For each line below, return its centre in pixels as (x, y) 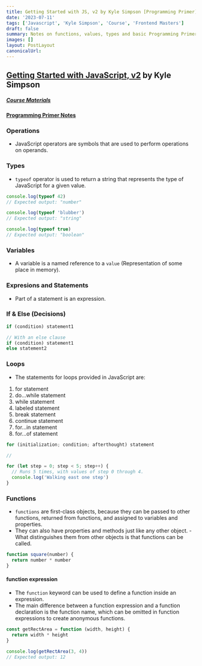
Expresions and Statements (47, 285)
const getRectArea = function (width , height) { (68, 629)
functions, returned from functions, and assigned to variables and (96, 518)
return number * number (41, 560)
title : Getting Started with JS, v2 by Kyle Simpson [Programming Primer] (102, 12)
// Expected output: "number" (44, 202)
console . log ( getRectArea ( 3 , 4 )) (47, 651)
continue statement (39, 421)
